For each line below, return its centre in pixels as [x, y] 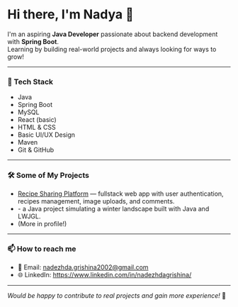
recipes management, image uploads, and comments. [96, 201]
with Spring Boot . [33, 41]
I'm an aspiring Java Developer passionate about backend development [113, 34]
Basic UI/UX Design [46, 135]
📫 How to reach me [42, 249]
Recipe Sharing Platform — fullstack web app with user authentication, [121, 194]
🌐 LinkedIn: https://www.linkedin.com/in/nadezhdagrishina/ [104, 274]
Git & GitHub [36, 150]
